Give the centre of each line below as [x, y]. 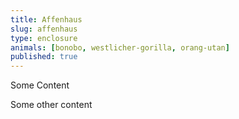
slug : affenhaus [44, 29]
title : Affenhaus [46, 19]
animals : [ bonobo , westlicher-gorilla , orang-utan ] [120, 47]
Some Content [40, 85]
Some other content [51, 105]
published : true [44, 57]
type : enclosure [44, 38]
